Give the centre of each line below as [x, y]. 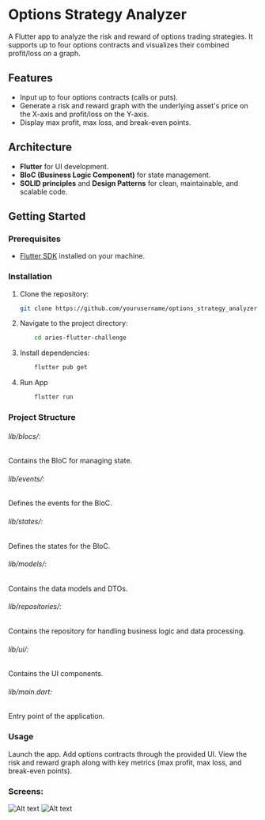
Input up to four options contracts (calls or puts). [98, 97]
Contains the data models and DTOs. [68, 588]
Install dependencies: [55, 353]
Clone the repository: [54, 293]
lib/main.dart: [30, 692]
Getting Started [47, 216]
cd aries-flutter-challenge [80, 338]
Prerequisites [34, 239]
